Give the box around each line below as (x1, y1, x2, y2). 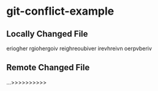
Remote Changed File (6, 62, 90, 73)
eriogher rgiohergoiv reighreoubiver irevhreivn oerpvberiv (6, 45, 152, 52)
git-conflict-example (6, 4, 115, 18)
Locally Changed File (6, 29, 88, 39)
